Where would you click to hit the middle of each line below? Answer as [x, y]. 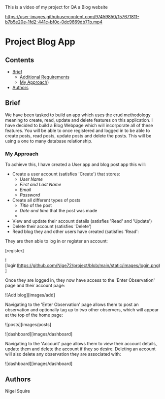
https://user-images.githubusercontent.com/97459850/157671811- [72, 17]
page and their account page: [35, 286]
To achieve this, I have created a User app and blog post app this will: [76, 165]
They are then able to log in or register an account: [57, 241]
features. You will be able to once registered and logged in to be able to [78, 131]
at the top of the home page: [34, 315]
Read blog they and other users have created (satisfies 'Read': [76, 232]
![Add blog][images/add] [30, 295]
